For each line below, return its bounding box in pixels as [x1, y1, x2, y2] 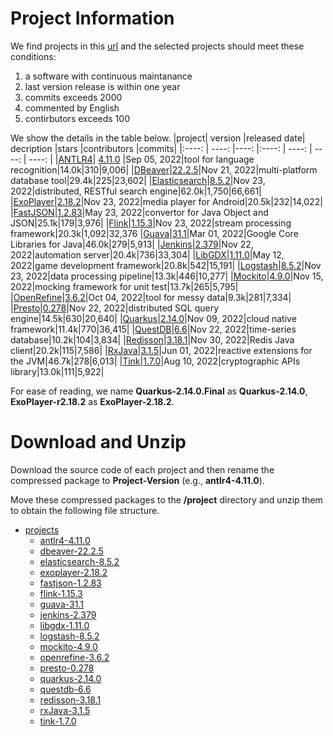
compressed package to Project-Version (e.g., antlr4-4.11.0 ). [10, 474, 265, 486]
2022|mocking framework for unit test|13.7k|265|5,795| [10, 280, 239, 292]
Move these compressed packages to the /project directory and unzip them [10, 493, 323, 506]
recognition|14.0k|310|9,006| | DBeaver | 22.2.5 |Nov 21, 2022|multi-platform [10, 163, 318, 176]
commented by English [24, 102, 120, 114]
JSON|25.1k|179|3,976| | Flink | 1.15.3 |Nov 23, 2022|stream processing [10, 217, 292, 229]
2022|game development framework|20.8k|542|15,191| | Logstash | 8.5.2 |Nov [10, 259, 322, 271]
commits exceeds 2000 [24, 91, 123, 103]
